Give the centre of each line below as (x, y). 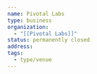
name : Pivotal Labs (36, 14)
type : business (30, 20)
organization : (28, 27)
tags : (15, 54)
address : (20, 47)
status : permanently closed (49, 40)
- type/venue (33, 60)
